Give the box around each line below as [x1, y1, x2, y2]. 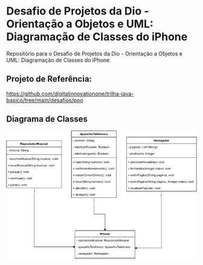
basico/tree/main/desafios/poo [6, 96, 83, 103]
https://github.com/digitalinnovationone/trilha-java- [6, 90, 134, 97]
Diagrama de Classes [6, 114, 88, 125]
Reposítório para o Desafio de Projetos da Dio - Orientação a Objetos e [6, 50, 183, 57]
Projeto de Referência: [6, 74, 92, 84]
